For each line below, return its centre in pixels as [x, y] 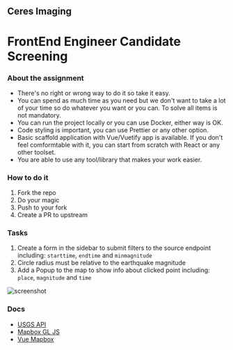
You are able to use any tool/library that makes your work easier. [110, 159]
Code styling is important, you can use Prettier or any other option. [113, 130]
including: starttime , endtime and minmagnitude [85, 255]
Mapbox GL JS [39, 332]
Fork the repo [37, 193]
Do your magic [38, 200]
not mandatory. [39, 115]
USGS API [32, 324]
